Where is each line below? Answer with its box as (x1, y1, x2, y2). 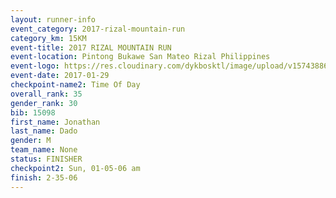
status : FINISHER (10, 154, 83, 164)
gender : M (10, 136, 52, 146)
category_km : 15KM (10, 33, 87, 43)
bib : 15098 (10, 107, 56, 118)
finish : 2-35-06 (10, 172, 78, 183)
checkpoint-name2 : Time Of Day (10, 80, 141, 90)
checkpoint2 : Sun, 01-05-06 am (10, 163, 141, 173)
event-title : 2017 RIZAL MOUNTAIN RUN (10, 42, 172, 53)
